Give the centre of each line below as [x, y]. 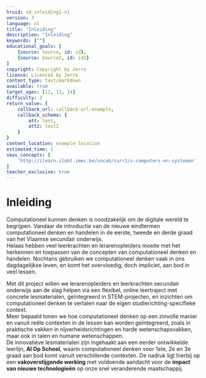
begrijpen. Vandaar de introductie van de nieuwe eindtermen [83, 226]
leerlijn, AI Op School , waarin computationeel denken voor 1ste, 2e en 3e [99, 349]
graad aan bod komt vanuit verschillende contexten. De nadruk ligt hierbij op [103, 356]
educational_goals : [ [34, 47]
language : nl [23, 23]
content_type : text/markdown [44, 81]
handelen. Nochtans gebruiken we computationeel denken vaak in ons [96, 259]
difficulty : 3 [25, 98]
